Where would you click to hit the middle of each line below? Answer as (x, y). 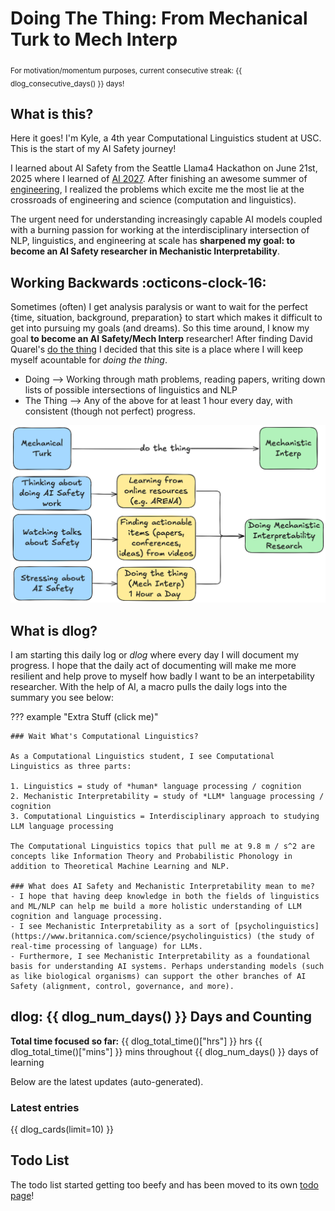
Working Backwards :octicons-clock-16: (138, 282)
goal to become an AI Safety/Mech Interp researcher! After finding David (161, 339)
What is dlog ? (54, 630)
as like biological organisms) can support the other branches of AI (158, 976)
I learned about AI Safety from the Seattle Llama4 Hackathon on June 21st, (164, 168)
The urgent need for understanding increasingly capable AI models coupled (166, 219)
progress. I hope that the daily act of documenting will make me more (153, 665)
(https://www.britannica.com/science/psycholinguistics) (131, 936)
